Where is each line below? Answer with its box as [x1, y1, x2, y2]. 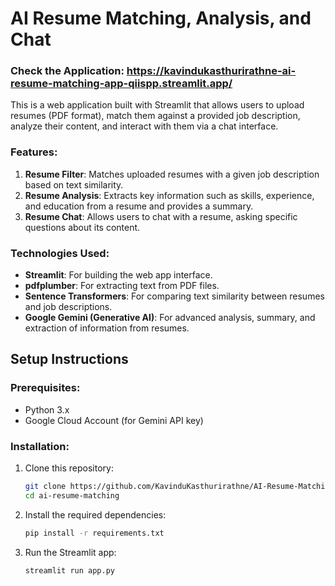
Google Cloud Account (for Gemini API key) [24, 414, 204, 426]
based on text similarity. [24, 178, 124, 191]
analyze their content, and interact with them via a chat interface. [10, 120, 279, 132]
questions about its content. [24, 221, 141, 233]
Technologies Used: [10, 246, 110, 260]
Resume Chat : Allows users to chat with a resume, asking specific [24, 210, 298, 222]
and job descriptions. [24, 301, 113, 313]
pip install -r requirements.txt [24, 528, 165, 538]
